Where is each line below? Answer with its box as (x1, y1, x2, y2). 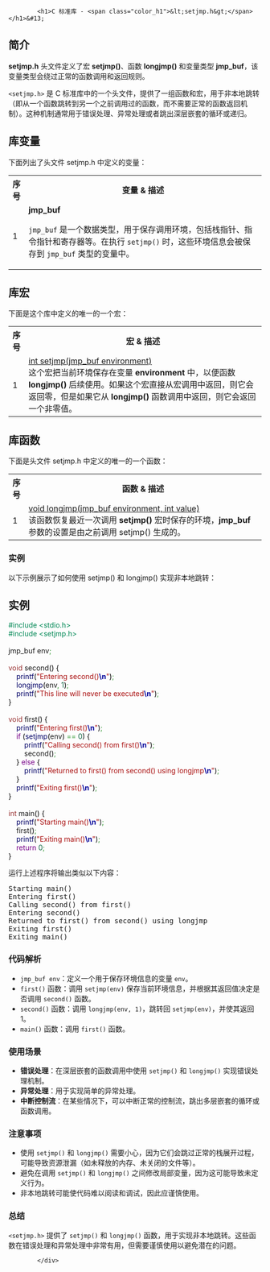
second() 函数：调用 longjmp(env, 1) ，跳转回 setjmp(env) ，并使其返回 (19, 1004, 255, 1013)
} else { (15, 757, 40, 767)
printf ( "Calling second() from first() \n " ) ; (23, 740, 155, 750)
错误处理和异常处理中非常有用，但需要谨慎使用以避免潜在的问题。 (22, 1240, 241, 1250)
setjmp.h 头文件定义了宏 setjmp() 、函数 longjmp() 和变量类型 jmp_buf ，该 (8, 61, 259, 71)
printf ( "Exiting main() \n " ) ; (15, 835, 100, 844)
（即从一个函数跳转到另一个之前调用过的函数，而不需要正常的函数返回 (8, 98, 241, 108)
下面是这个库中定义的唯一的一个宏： (8, 309, 129, 318)
